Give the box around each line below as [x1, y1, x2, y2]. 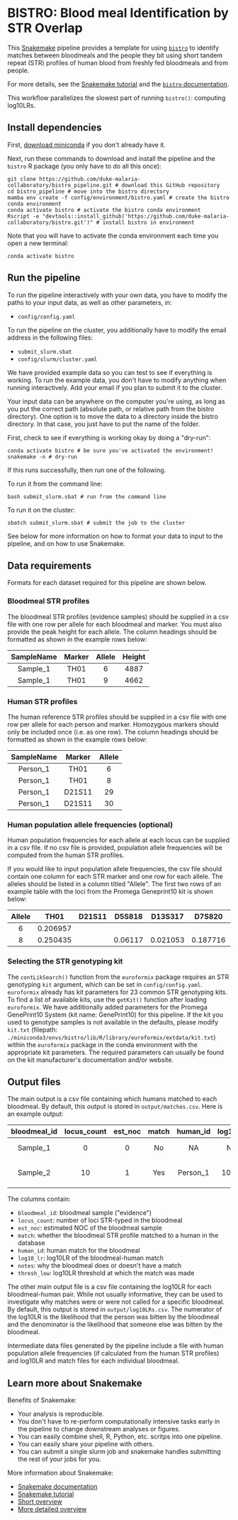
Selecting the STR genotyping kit [7, 956, 123, 966]
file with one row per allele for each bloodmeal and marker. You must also [7, 620, 222, 628]
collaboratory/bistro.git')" [7, 218, 93, 226]
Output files [7, 1075, 62, 1088]
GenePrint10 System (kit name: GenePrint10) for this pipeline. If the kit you [7, 1010, 224, 1019]
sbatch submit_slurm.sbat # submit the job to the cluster [7, 519, 186, 526]
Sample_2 [17, 1168, 51, 1178]
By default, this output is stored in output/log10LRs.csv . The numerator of [7, 1305, 222, 1314]
